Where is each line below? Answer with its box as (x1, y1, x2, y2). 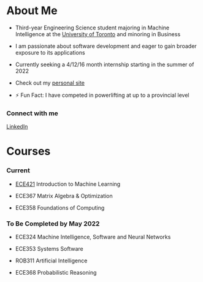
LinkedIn (6, 123, 28, 131)
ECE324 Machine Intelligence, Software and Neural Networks (15, 234, 171, 241)
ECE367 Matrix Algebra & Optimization (15, 192, 113, 199)
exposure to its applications (15, 48, 85, 56)
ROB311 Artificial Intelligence (15, 257, 88, 264)
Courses (6, 145, 51, 158)
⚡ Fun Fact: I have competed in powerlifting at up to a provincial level (15, 91, 190, 99)
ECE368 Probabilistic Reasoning (15, 269, 97, 276)
